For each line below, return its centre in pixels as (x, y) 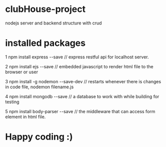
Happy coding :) (39, 137)
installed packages (45, 43)
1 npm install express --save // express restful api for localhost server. (77, 57)
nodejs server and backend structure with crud (53, 23)
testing (12, 102)
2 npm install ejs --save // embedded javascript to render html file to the (79, 66)
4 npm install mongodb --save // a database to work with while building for (82, 96)
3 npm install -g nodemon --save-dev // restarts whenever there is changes (83, 81)
